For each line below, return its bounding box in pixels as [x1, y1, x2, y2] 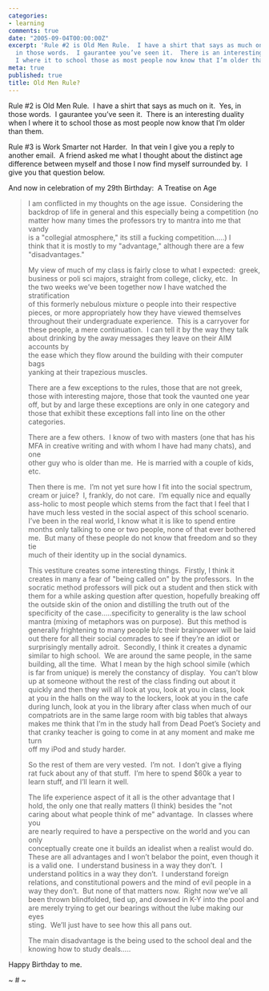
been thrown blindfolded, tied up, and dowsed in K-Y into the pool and [27, 894, 259, 904]
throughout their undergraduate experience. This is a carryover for [27, 316, 250, 325]
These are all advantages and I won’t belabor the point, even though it [27, 852, 259, 861]
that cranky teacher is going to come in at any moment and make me [27, 727, 255, 737]
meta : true [8, 64, 45, 72]
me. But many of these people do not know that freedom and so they [27, 533, 258, 542]
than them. [8, 126, 44, 136]
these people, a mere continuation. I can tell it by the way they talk [27, 324, 249, 334]
